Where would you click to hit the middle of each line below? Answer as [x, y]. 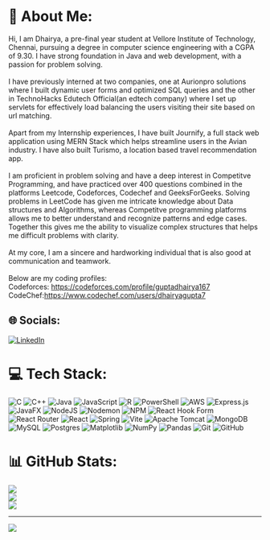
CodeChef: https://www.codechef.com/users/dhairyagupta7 [107, 295]
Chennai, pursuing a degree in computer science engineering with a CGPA [131, 47]
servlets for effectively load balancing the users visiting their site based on [132, 107]
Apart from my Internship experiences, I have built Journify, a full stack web [134, 133]
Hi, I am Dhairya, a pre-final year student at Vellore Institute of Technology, [132, 39]
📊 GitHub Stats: [63, 461]
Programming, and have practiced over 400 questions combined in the [125, 183]
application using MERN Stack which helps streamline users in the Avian [128, 141]
